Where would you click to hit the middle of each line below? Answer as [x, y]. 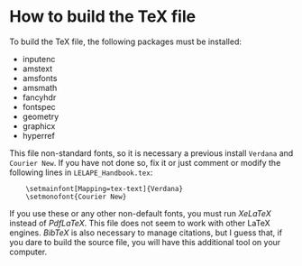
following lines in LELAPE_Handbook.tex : [81, 172]
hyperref [39, 135]
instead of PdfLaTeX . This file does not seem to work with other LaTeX [140, 223]
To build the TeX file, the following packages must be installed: [125, 41]
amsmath [40, 87]
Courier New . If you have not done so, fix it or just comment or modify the [145, 162]
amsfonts [40, 78]
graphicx [39, 126]
